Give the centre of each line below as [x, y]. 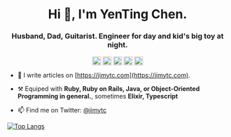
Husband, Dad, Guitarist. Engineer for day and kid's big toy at [118, 36]
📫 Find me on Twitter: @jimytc [62, 110]
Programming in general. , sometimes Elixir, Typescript [98, 96]
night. [118, 45]
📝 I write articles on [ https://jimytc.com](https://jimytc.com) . [104, 75]
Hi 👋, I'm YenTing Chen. [118, 14]
